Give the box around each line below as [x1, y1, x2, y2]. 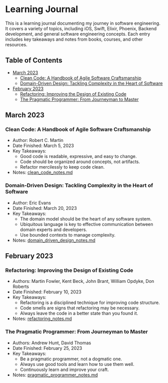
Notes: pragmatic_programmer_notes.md [12, 371, 98, 378]
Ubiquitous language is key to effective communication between [20, 221, 153, 227]
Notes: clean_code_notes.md [12, 170, 73, 176]
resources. [5, 41, 28, 47]
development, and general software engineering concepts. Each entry [5, 31, 150, 37]
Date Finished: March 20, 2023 [12, 205, 77, 211]
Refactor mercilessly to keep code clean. [20, 164, 105, 170]
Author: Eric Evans [12, 200, 51, 206]
